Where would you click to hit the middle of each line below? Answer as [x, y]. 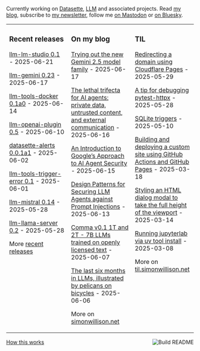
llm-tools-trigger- [35, 174]
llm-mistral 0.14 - [35, 202]
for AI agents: [90, 97]
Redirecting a [153, 54]
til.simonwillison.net [162, 269]
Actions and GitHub [162, 162]
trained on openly [96, 242]
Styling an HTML [158, 190]
